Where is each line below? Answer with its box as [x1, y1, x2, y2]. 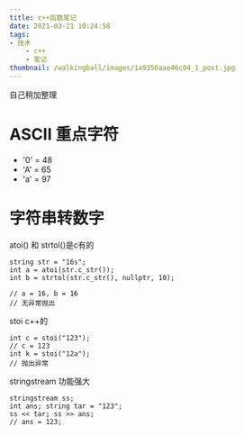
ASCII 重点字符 [9, 124, 119, 145]
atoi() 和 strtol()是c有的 [9, 240, 95, 250]
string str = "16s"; [9, 258, 87, 267]
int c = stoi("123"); [9, 333, 91, 342]
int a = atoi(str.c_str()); [9, 265, 115, 275]
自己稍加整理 [9, 89, 57, 100]
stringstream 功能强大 [9, 376, 90, 386]
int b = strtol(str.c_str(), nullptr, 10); [9, 273, 176, 282]
